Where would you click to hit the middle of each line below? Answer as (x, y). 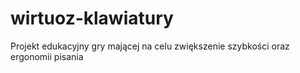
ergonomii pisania (47, 56)
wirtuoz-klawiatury (92, 18)
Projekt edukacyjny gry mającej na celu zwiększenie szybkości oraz (150, 46)
